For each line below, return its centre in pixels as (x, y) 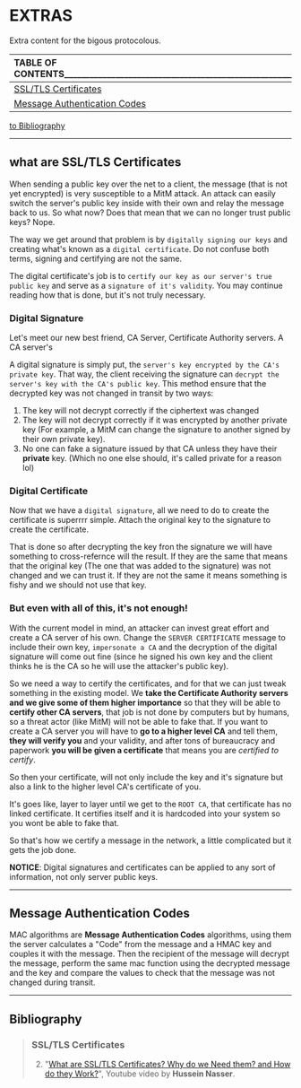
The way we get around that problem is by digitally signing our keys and (149, 239)
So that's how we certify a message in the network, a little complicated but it (150, 840)
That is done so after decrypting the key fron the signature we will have (141, 547)
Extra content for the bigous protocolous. (85, 40)
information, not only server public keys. (84, 876)
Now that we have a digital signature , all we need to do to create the (139, 510)
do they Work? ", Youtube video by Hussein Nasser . (140, 1074)
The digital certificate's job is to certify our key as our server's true (141, 275)
